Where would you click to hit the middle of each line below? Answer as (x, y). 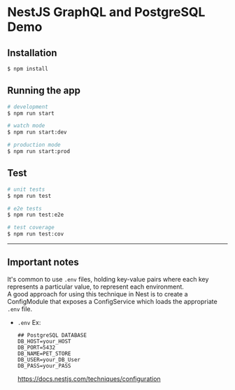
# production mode (34, 145)
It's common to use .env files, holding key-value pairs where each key (108, 279)
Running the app (44, 91)
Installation (32, 53)
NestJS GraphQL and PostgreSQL (106, 12)
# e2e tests (24, 208)
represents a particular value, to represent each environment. (95, 287)
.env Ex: (29, 322)
